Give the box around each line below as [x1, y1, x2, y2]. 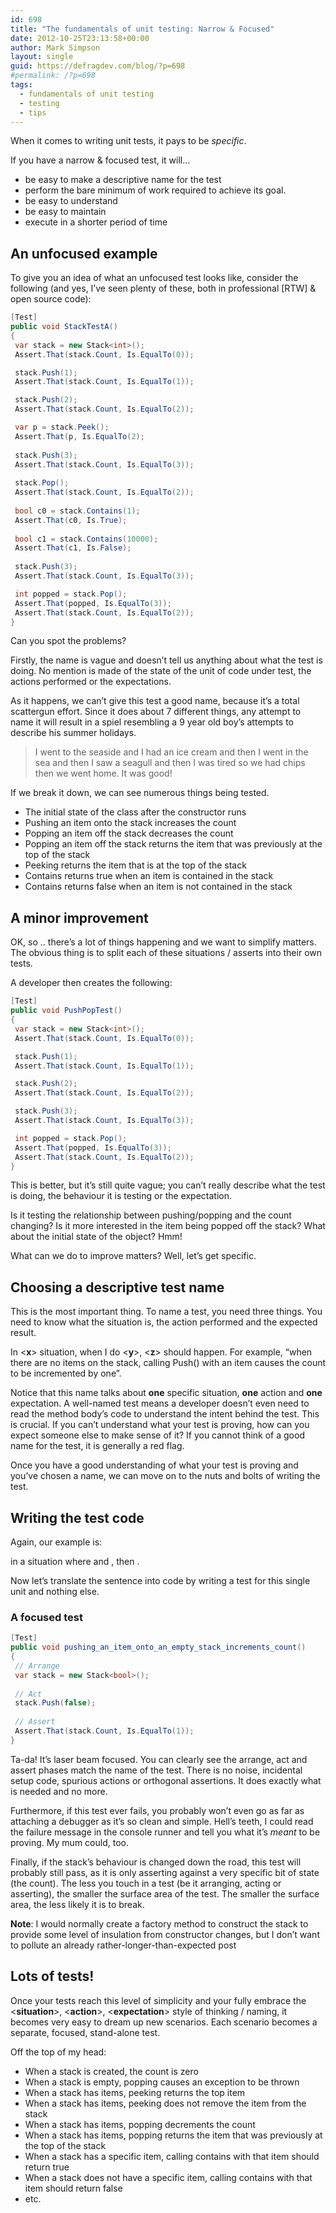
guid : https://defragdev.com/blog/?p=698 [10, 61, 186, 71]
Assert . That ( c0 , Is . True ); [14, 515, 128, 525]
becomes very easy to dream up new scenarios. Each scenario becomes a [10, 2016, 318, 2028]
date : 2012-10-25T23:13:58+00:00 [10, 33, 150, 43]
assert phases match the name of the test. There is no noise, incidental [10, 1764, 303, 1776]
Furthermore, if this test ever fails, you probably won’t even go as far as [10, 1804, 305, 1816]
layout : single [10, 52, 74, 62]
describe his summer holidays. [10, 727, 137, 739]
